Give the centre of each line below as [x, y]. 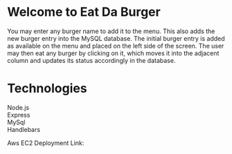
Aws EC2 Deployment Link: [46, 143]
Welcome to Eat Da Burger [84, 12]
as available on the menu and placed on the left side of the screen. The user [116, 46]
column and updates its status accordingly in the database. [91, 60]
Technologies [47, 89]
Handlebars [24, 129]
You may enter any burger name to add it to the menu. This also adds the [111, 31]
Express [19, 115]
